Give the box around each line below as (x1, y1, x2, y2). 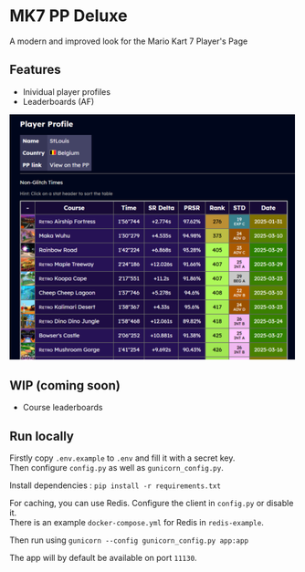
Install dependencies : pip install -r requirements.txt (9, 480, 222, 491)
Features (9, 62, 61, 78)
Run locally (9, 428, 75, 443)
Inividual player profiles (22, 86, 111, 97)
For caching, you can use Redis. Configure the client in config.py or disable (9, 498, 294, 509)
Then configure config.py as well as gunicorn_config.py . (9, 463, 224, 473)
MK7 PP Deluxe (9, 5, 128, 26)
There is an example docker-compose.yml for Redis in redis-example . (9, 517, 265, 528)
